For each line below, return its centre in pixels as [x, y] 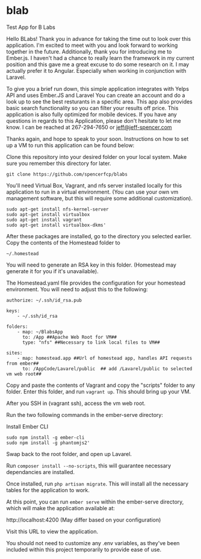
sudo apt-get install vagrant [44, 220]
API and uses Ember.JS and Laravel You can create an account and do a [96, 95]
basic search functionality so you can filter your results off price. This [92, 108]
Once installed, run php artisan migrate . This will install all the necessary [97, 483]
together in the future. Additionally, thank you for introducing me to [89, 51]
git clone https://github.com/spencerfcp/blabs [67, 174]
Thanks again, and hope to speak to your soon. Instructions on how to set [97, 138]
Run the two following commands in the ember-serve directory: [85, 415]
